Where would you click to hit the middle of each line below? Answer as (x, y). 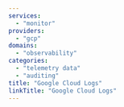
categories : (28, 61)
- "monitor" (36, 23)
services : (25, 16)
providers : (27, 31)
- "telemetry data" (48, 68)
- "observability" (47, 53)
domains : (23, 46)
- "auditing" (37, 76)
